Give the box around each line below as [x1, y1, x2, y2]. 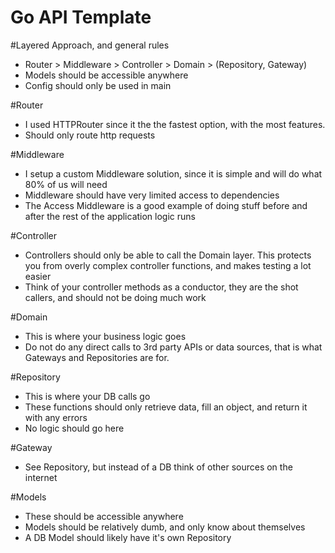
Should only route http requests [24, 129, 156, 141]
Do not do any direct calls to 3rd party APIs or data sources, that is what [24, 341, 323, 353]
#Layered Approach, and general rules [10, 39, 170, 51]
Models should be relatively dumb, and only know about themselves [24, 521, 306, 533]
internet [24, 471, 58, 483]
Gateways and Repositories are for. [24, 351, 170, 363]
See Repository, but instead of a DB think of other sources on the [24, 461, 293, 473]
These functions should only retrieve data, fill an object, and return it [24, 401, 308, 413]
